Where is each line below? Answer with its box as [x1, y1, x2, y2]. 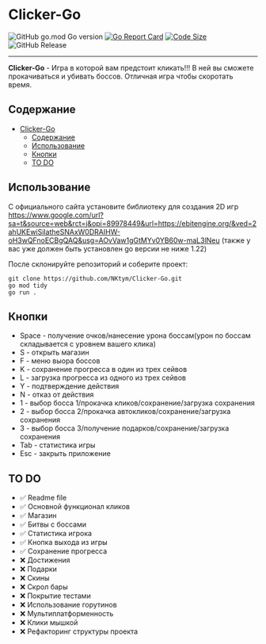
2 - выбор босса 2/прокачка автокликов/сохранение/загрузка [19, 407, 231, 416]
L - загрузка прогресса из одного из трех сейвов [19, 373, 186, 382]
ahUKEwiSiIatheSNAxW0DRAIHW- [8, 227, 121, 236]
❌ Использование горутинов [19, 600, 117, 610]
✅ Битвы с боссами [19, 519, 87, 529]
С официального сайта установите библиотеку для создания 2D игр [8, 201, 239, 211]
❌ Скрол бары [19, 582, 69, 592]
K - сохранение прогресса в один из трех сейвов [19, 365, 188, 374]
